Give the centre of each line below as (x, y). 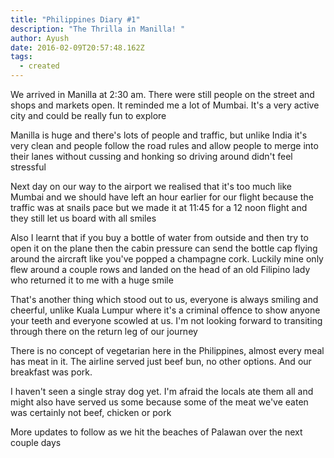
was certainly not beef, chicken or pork (91, 412)
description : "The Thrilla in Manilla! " (98, 29)
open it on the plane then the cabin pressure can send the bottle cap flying (164, 248)
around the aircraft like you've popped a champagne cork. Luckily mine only (167, 259)
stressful (28, 167)
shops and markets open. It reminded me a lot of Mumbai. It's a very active (165, 105)
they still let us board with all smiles (83, 218)
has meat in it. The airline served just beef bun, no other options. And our (161, 361)
